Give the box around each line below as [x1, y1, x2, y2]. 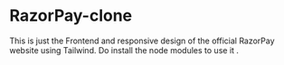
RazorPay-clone [9, 5, 133, 26]
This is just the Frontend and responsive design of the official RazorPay [9, 35, 275, 46]
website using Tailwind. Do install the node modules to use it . [9, 44, 240, 55]
